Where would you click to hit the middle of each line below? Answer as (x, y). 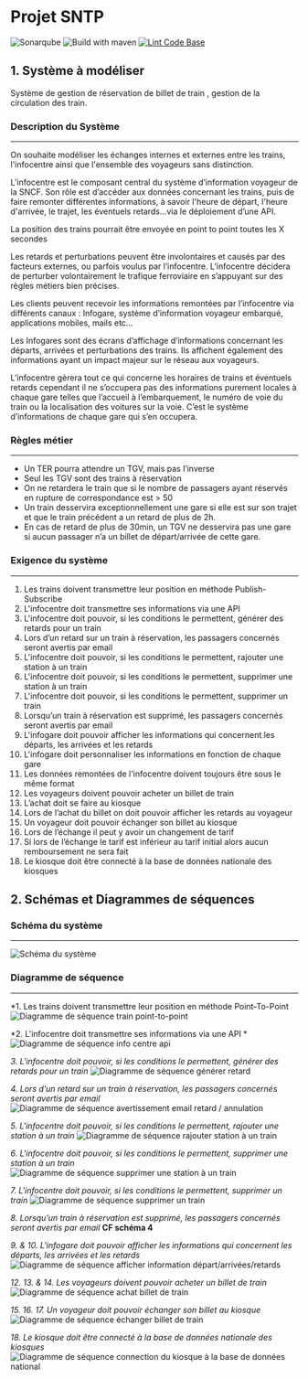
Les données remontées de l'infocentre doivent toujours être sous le (152, 774)
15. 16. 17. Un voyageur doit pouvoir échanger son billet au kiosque (136, 1310)
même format (49, 783)
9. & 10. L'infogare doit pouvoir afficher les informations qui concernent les (151, 1245)
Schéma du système (57, 925)
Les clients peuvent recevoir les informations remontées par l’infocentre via (153, 304)
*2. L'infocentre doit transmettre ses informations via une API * (129, 1033)
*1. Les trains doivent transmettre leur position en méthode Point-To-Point (149, 1006)
